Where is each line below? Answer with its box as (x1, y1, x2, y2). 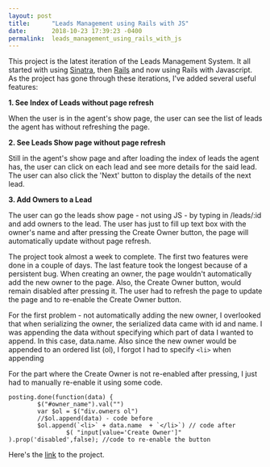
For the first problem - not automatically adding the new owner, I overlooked (8, 310, 262, 320)
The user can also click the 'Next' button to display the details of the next (8, 170, 251, 180)
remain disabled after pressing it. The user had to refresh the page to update (8, 286, 263, 296)
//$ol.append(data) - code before (37, 414, 153, 423)
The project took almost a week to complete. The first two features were (8, 252, 248, 262)
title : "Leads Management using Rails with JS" (8, 19, 189, 27)
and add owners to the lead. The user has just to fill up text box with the (8, 219, 247, 229)
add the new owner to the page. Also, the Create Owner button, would (8, 278, 242, 288)
